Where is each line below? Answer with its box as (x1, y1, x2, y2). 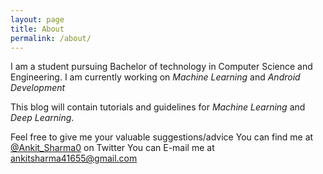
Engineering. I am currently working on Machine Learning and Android (10, 71, 301, 83)
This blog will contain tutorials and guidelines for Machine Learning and (10, 101, 306, 113)
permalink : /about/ (10, 33, 92, 43)
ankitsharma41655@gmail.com (10, 152, 138, 165)
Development (10, 82, 66, 94)
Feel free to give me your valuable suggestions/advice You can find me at (10, 131, 314, 143)
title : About (10, 24, 65, 34)
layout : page (10, 14, 65, 25)
